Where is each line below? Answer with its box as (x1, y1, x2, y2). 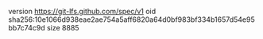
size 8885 (46, 23, 79, 32)
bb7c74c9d (8, 23, 45, 32)
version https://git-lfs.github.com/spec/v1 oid (8, 7, 157, 16)
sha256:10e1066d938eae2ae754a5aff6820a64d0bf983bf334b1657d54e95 (8, 15, 256, 24)
